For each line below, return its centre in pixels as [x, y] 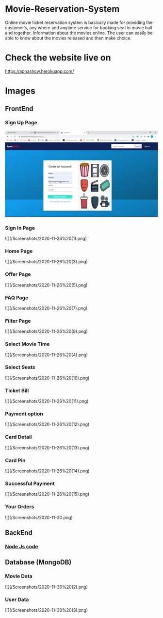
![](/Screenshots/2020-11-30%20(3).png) [47, 610]
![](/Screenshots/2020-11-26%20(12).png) [47, 425]
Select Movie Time [27, 344]
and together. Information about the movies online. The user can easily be [79, 33]
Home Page [19, 251]
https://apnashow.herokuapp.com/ [40, 71]
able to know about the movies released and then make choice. [68, 38]
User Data [17, 599]
